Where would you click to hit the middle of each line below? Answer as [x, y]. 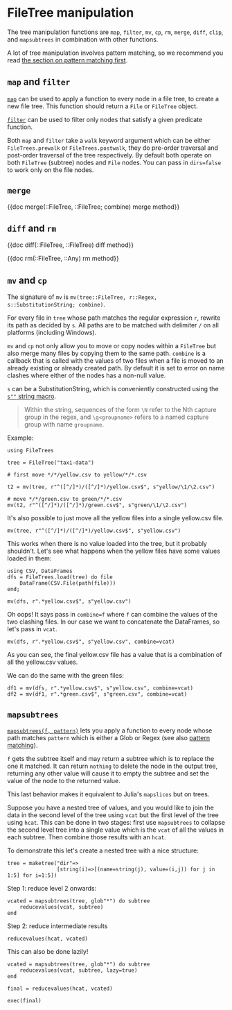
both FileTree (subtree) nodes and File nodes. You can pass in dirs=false [114, 162]
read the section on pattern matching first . [68, 60]
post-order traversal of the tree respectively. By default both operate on [109, 155]
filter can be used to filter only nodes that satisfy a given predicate [105, 119]
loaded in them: [29, 558]
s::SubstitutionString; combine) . [56, 305]
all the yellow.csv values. [43, 662]
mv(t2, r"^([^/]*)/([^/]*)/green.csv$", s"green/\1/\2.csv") [97, 505]
